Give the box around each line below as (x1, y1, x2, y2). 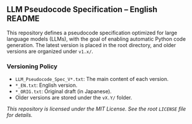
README (6, 14, 40, 24)
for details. (6, 112, 33, 119)
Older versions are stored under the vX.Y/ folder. (15, 94, 132, 101)
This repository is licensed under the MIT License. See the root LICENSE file (6, 105, 186, 112)
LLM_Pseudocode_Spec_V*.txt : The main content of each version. (15, 76, 169, 83)
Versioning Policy (6, 62, 58, 70)
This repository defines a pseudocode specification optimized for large (6, 29, 177, 36)
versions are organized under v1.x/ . (6, 48, 93, 55)
